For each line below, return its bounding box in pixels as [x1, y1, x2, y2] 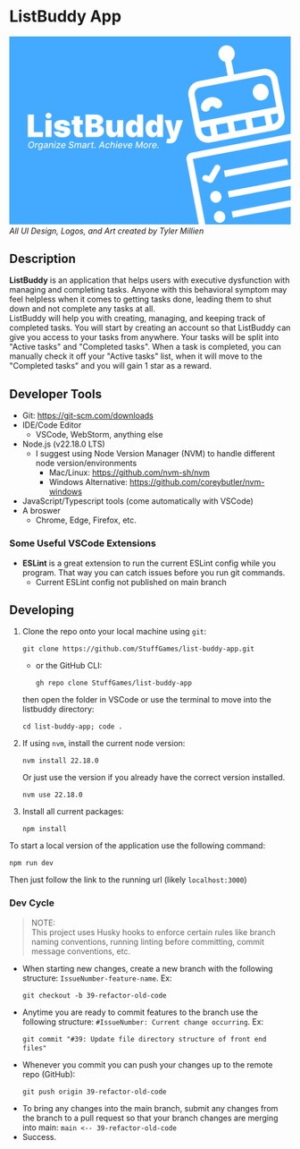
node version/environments [35, 458, 137, 469]
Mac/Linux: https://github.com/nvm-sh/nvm [48, 467, 210, 478]
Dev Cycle [9, 897, 55, 909]
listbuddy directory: [21, 704, 95, 715]
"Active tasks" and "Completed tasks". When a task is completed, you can [9, 342, 281, 353]
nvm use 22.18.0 [21, 790, 83, 800]
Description [9, 251, 76, 266]
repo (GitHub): [21, 1068, 76, 1079]
